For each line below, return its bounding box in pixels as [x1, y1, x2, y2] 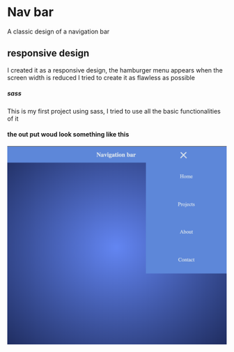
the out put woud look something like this [7, 130, 130, 139]
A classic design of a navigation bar [7, 27, 110, 36]
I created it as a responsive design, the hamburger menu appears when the [7, 66, 223, 74]
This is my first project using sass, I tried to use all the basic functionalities [7, 107, 221, 115]
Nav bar [7, 4, 54, 20]
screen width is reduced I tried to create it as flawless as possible [7, 73, 195, 82]
